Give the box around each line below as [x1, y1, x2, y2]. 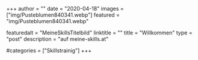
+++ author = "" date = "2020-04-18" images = [6, 5, 125, 12]
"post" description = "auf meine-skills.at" [6, 36, 109, 42]
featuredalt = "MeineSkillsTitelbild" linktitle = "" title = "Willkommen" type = [6, 29, 193, 36]
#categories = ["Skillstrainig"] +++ [6, 47, 92, 54]
